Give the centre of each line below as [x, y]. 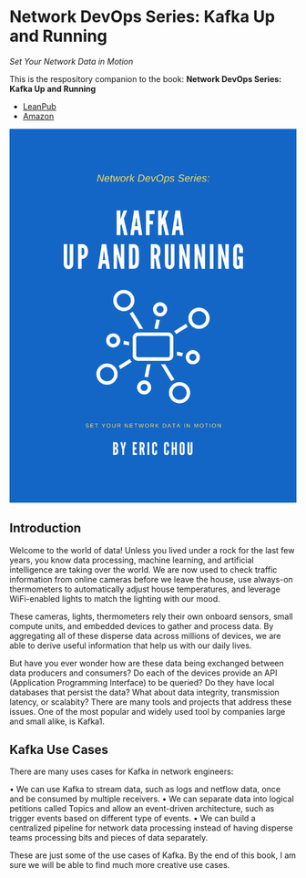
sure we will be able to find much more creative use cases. [120, 865]
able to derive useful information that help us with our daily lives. [131, 646]
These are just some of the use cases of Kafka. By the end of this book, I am [153, 855]
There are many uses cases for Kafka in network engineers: [122, 771]
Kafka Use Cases [59, 749]
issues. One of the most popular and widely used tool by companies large [148, 711]
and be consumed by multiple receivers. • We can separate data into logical [152, 799]
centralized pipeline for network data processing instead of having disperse [151, 828]
